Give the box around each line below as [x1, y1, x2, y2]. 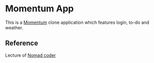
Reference [5, 39, 38, 48]
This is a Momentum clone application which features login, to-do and [5, 19, 149, 25]
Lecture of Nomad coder [5, 52, 56, 58]
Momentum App [5, 3, 74, 14]
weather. [5, 24, 23, 30]
